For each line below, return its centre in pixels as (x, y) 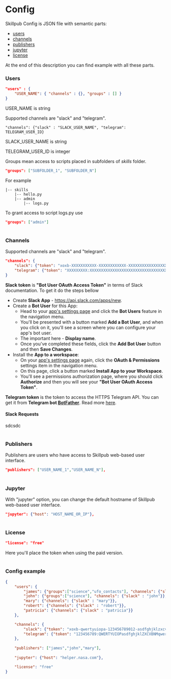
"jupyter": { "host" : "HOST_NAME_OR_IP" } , (50, 514)
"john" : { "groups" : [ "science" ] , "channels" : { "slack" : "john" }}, (95, 596)
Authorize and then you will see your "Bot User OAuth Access (86, 381)
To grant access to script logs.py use (44, 213)
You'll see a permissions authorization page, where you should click (91, 376)
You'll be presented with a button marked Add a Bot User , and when (92, 322)
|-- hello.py (28, 194)
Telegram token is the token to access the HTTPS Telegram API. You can (82, 397)
